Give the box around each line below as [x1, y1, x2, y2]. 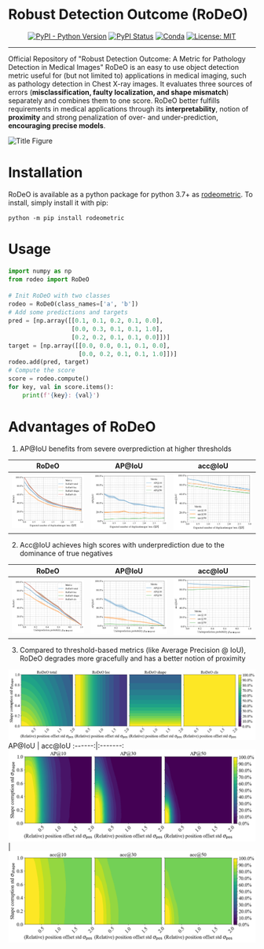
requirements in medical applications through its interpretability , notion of [8, 104, 249, 113]
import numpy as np [8, 267, 72, 275]
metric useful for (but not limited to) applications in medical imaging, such [8, 71, 247, 80]
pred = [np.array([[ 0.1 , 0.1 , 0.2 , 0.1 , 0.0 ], [8, 317, 163, 325]
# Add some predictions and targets [8, 309, 128, 317]
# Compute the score [8, 367, 76, 375]
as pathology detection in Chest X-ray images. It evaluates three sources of [8, 79, 253, 88]
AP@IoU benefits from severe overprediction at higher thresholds [19, 444, 232, 453]
